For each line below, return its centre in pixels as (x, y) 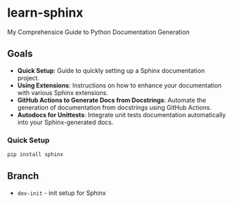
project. (28, 78)
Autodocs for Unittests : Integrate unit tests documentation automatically (121, 114)
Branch (23, 176)
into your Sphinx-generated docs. (65, 122)
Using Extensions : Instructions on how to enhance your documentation (119, 85)
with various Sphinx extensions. (63, 92)
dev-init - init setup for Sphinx (61, 193)
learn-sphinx (45, 13)
